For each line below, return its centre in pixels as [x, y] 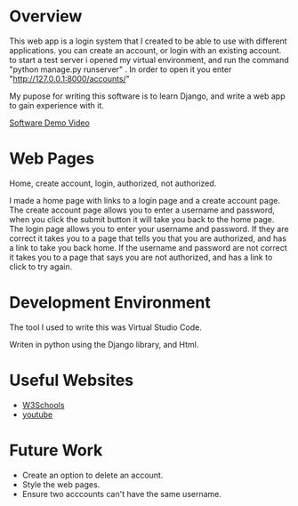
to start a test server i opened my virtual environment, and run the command [149, 60]
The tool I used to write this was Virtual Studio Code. [105, 327]
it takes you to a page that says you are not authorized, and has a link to [141, 257]
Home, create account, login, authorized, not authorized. [113, 183]
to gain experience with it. [57, 105]
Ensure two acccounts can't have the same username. [122, 494]
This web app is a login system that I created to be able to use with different [148, 41]
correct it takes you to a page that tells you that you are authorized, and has [148, 238]
